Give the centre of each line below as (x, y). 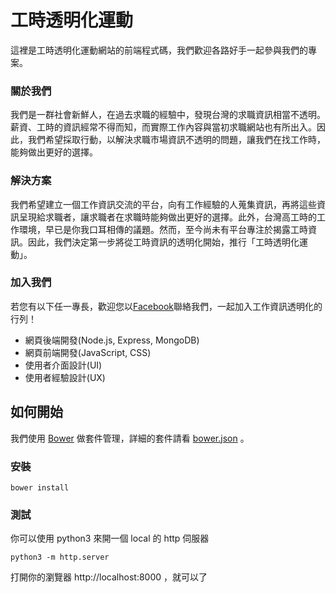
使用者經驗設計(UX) (65, 377)
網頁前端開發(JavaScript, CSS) (88, 352)
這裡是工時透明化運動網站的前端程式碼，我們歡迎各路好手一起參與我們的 (159, 50)
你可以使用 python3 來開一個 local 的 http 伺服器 (110, 538)
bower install (40, 487)
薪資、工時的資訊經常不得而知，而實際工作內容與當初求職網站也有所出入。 (163, 127)
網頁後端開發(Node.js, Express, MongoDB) (112, 340)
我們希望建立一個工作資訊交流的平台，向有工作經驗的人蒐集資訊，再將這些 (163, 204)
